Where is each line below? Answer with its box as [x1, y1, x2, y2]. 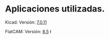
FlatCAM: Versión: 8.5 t [5, 28, 52, 34]
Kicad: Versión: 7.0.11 [5, 19, 47, 25]
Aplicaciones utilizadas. [5, 3, 105, 14]
